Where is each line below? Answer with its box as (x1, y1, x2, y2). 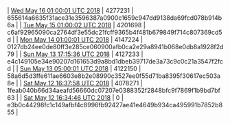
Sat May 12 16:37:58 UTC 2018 (23, 79, 110, 87)
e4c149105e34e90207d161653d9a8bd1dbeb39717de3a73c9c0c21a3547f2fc (7, 57, 224, 65)
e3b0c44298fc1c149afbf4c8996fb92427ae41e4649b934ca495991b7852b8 (7, 101, 223, 109)
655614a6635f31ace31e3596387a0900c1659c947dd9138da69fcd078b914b (7, 14, 222, 22)
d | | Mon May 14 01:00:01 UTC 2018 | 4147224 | (7, 36, 143, 44)
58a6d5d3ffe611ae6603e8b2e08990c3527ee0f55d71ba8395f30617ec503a (7, 72, 221, 80)
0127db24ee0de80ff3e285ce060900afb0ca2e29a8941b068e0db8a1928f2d (7, 43, 224, 51)
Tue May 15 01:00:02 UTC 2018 (23, 21, 112, 29)
